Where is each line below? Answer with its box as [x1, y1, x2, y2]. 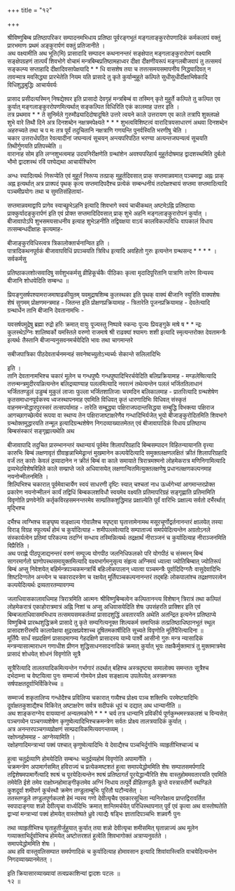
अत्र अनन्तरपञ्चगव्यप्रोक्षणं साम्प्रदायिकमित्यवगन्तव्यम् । [7, 725, 124, 733]
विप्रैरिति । [7, 541, 30, 550]
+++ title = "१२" [7, 6, 52, 14]
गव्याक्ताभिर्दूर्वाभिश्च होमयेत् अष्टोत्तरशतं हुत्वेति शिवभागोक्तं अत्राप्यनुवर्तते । [7, 832, 167, 840]
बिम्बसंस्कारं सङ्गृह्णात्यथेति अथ [7, 427, 75, 435]
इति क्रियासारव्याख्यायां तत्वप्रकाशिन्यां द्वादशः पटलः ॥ [7, 869, 120, 877]
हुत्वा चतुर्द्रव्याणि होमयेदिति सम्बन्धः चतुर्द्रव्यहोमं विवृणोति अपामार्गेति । [7, 755, 152, 763]
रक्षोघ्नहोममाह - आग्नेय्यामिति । [7, 733, 76, 741]
